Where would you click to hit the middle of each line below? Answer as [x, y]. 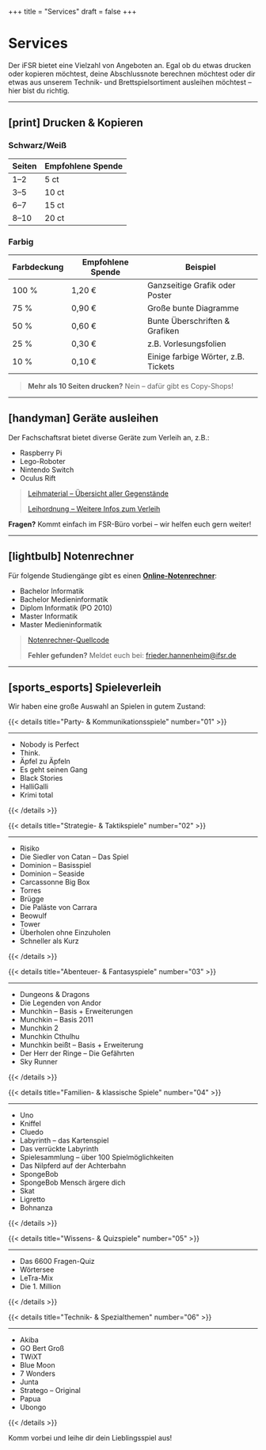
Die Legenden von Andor [60, 1003]
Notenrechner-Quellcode [68, 640]
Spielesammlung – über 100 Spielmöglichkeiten [97, 1157]
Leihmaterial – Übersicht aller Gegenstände [98, 493]
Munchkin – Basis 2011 [56, 1020]
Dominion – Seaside [52, 873]
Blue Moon [37, 1365]
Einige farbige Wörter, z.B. [196, 356]
